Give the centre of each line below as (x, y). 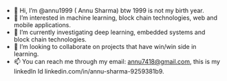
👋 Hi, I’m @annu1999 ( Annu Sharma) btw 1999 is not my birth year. (109, 11)
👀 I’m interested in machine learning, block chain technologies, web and (116, 18)
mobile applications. (42, 25)
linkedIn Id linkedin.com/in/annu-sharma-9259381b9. (89, 71)
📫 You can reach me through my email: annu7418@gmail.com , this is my (117, 62)
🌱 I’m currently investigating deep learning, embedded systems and (109, 32)
